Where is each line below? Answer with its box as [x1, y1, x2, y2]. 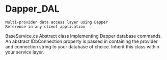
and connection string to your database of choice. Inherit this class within [5, 43, 159, 49]
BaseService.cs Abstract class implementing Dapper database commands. [5, 33, 162, 39]
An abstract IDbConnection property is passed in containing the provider [5, 38, 158, 44]
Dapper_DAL [5, 3, 60, 15]
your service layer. [5, 49, 44, 55]
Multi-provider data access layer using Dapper [5, 20, 108, 25]
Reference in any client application [5, 24, 86, 29]
